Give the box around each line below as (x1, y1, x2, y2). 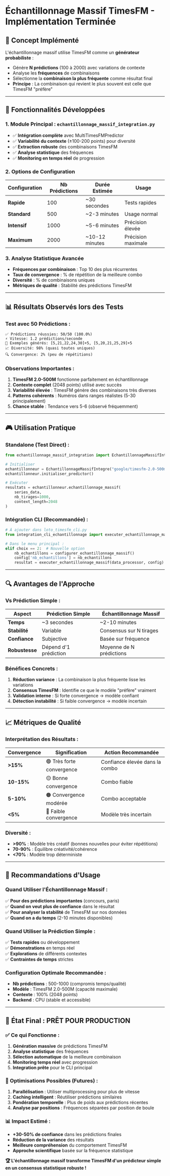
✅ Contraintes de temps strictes (5, 956, 74, 962)
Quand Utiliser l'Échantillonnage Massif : (5, 886, 108, 893)
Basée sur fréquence (99, 635, 150, 642)
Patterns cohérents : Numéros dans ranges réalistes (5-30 (12, 393, 136, 399)
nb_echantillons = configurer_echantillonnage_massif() (14, 551, 135, 556)
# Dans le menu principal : (5, 541, 65, 546)
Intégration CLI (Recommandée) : (5, 516, 89, 523)
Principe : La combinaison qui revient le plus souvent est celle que (12, 81, 152, 87)
